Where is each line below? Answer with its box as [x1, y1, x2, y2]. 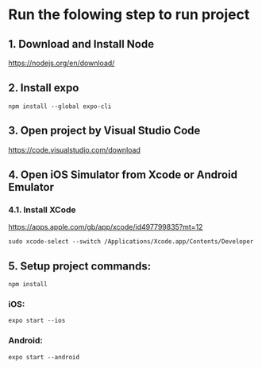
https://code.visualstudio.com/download [8, 145, 141, 154]
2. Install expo [8, 81, 79, 95]
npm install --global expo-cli [8, 102, 112, 110]
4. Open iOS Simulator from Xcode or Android [8, 169, 238, 182]
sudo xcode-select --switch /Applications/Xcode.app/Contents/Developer [8, 238, 254, 246]
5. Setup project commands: [8, 259, 152, 273]
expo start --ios [8, 316, 66, 325]
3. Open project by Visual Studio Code [8, 124, 201, 138]
